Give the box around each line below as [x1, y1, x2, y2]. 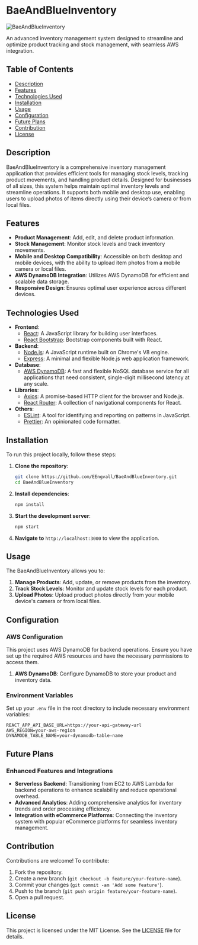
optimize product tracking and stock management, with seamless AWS [6, 41, 179, 48]
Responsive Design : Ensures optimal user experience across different [14, 284, 187, 291]
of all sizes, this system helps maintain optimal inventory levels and [6, 182, 170, 190]
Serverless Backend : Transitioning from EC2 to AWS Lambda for [14, 780, 174, 787]
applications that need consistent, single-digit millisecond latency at [23, 374, 190, 381]
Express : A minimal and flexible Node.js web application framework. [23, 355, 190, 362]
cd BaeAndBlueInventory [14, 479, 74, 485]
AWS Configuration [6, 632, 63, 640]
